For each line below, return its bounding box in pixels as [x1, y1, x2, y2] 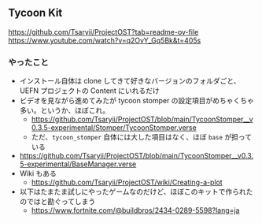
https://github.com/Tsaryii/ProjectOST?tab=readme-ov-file [8, 27, 199, 36]
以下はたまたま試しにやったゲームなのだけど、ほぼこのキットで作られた [19, 187, 253, 196]
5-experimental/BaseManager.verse [19, 159, 137, 169]
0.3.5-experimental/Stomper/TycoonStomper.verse [31, 123, 197, 132]
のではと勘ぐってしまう [19, 197, 96, 206]
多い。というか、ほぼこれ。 [19, 106, 110, 115]
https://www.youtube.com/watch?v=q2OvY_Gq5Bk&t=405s [8, 35, 201, 45]
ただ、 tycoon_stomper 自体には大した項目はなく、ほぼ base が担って [31, 132, 253, 142]
